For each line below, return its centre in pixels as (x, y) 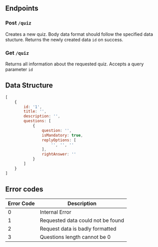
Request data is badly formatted (78, 229)
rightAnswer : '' (59, 154)
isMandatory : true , (62, 135)
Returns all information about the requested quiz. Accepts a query (75, 64)
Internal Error (56, 212)
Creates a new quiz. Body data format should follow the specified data (79, 34)
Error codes (24, 189)
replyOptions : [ (59, 140)
